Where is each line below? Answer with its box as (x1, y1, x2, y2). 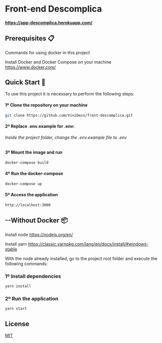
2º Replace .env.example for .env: (5, 124, 75, 129)
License (5, 320, 29, 328)
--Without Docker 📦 (5, 217, 68, 225)
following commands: (5, 261, 48, 266)
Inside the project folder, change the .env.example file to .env (5, 134, 127, 140)
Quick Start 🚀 (5, 78, 46, 86)
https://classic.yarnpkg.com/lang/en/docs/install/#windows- (28, 241, 149, 247)
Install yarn (5, 241, 28, 247)
